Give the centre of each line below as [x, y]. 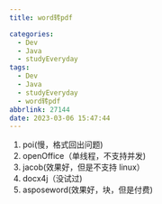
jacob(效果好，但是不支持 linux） [84, 167]
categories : [31, 34]
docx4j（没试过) [52, 179]
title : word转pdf [41, 18]
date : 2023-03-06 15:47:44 [60, 118]
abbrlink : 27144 [40, 109]
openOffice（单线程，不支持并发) [84, 156]
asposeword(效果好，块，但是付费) [87, 190]
